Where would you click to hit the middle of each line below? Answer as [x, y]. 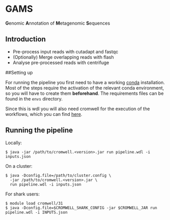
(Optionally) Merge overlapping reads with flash [63, 57]
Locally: [14, 143]
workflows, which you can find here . [44, 114]
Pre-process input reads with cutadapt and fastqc [65, 51]
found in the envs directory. [34, 98]
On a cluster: [19, 166]
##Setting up [19, 72]
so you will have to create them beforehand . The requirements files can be [84, 93]
